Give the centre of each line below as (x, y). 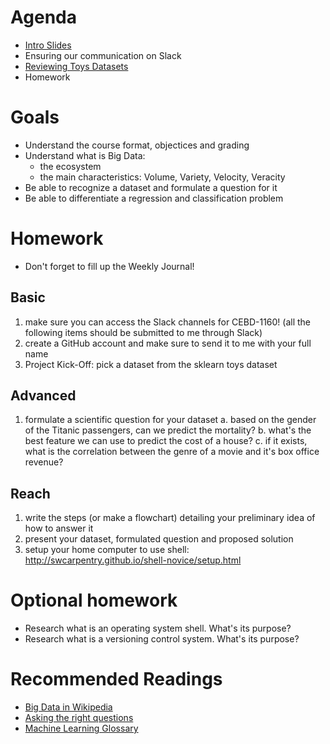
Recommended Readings (116, 679)
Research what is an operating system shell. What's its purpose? (158, 628)
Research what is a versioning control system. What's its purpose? (162, 639)
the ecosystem (70, 166)
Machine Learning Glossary (81, 728)
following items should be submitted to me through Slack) (143, 332)
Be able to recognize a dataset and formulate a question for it (151, 187)
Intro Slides (48, 45)
